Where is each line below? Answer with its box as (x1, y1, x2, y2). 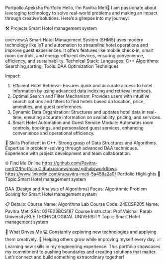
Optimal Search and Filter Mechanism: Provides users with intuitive (12, 93, 150, 99)
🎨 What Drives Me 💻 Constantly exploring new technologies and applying (5, 229, 157, 235)
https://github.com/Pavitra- (42, 160, 98, 166)
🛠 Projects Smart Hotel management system (5, 25, 97, 31)
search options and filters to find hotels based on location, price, (12, 99, 145, 104)
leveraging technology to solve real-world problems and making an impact (5, 10, 158, 16)
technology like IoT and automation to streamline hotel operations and (5, 42, 148, 48)
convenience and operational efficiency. (12, 130, 95, 136)
